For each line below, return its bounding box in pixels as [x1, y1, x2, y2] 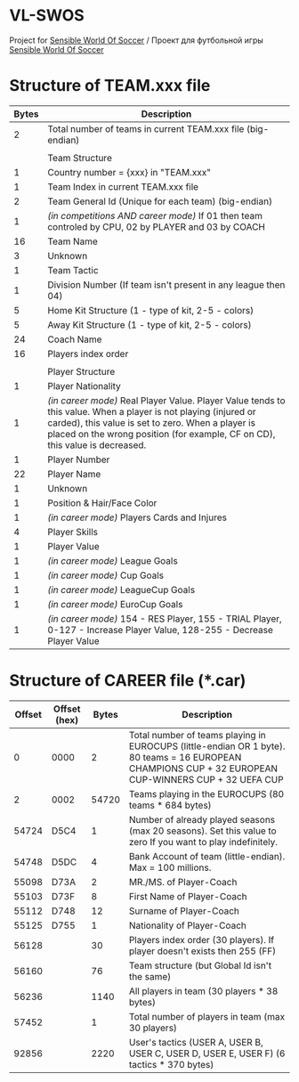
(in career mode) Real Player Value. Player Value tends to [47, 394, 286, 406]
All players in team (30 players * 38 [128, 985, 279, 997]
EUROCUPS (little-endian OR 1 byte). [128, 740, 286, 753]
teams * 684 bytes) [128, 799, 212, 811]
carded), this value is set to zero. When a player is [47, 416, 256, 428]
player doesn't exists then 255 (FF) [128, 945, 277, 957]
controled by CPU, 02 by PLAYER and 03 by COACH [47, 220, 265, 232]
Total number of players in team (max [128, 1010, 286, 1022]
